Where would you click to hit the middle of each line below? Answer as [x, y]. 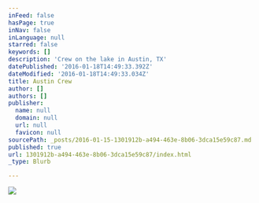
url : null [31, 125]
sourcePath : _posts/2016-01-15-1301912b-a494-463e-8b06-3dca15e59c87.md [130, 140]
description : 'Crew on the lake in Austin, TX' [88, 60]
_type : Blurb [30, 162]
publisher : [26, 103]
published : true [35, 147]
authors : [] [28, 96]
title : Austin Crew [40, 81]
